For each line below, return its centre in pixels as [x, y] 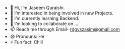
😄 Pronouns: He [27, 36]
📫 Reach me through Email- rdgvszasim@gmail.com [65, 29]
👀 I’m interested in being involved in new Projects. [61, 13]
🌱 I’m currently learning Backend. [45, 18]
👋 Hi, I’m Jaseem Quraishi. [37, 8]
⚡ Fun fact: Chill [26, 42]
